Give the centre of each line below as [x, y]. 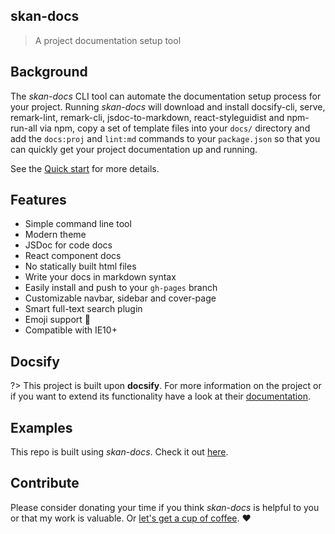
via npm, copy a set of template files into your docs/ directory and [175, 128]
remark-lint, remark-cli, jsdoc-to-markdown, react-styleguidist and [147, 117]
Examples [41, 427]
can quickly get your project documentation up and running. [134, 149]
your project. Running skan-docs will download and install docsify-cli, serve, [168, 106]
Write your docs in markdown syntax [100, 277]
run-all [24, 128]
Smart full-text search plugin [83, 309]
